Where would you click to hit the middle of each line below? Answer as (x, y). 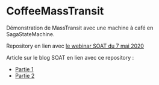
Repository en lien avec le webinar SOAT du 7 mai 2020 (75, 46)
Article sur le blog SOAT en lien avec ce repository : (70, 57)
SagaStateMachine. (31, 34)
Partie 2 (25, 75)
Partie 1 (24, 69)
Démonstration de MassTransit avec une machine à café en (80, 28)
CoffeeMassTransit (55, 11)
